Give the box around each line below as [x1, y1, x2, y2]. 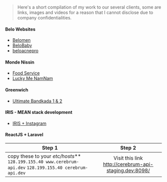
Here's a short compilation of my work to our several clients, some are [17, 4, 162, 10]
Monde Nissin [5, 59, 35, 65]
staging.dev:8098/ [106, 167, 150, 174]
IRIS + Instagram [12, 120, 47, 126]
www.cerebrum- [45, 159, 80, 165]
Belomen [12, 37, 31, 43]
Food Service [12, 70, 40, 76]
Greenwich [5, 87, 28, 92]
